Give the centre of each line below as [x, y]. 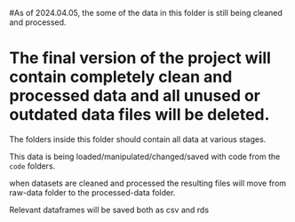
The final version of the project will [140, 58]
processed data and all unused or [135, 96]
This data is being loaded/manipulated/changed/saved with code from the [145, 156]
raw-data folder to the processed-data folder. [92, 192]
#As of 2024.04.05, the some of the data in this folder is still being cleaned [146, 13]
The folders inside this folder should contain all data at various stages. [138, 139]
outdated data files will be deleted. [140, 115]
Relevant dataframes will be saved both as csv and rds [109, 210]
